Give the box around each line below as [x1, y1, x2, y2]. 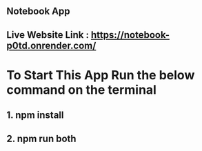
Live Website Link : [6, 29, 89, 41]
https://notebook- [90, 29, 170, 41]
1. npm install [6, 110, 64, 121]
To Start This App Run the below [6, 67, 195, 83]
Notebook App [6, 6, 70, 17]
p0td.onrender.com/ [6, 39, 97, 51]
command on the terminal [6, 82, 156, 97]
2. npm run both [6, 132, 77, 144]
